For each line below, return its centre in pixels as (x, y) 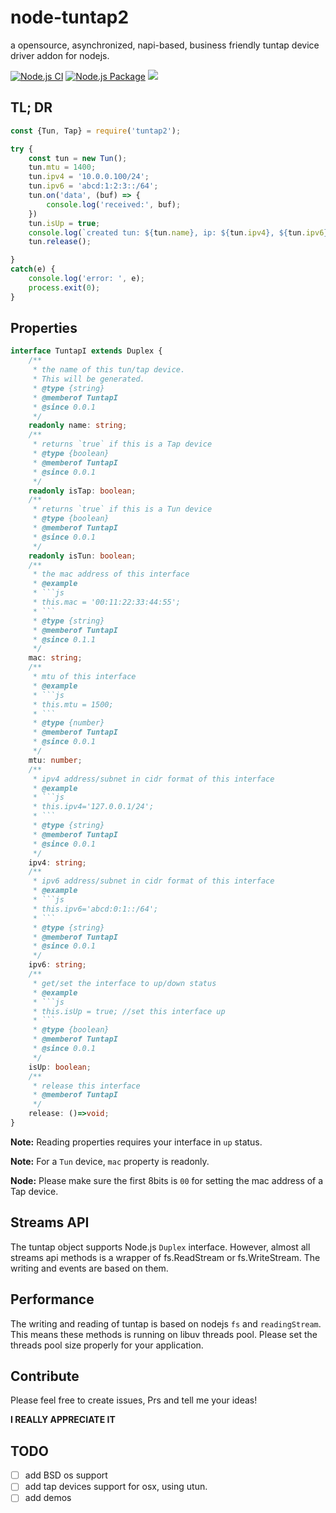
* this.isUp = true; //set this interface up (129, 1011)
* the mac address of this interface (111, 574)
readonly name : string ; (78, 426)
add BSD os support (66, 1475)
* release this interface (86, 1086)
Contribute (45, 1376)
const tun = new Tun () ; (78, 158)
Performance (52, 1299)
